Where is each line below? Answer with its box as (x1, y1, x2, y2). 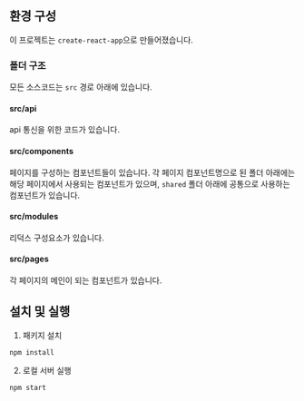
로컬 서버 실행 (22, 365, 72, 376)
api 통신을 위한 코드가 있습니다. (9, 124, 121, 135)
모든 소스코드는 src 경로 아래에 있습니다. (9, 82, 152, 93)
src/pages (9, 253, 49, 265)
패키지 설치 (22, 329, 63, 340)
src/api (9, 103, 37, 113)
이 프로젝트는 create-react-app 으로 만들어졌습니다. (9, 34, 193, 45)
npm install (9, 347, 54, 357)
